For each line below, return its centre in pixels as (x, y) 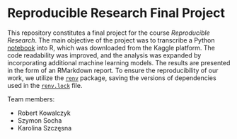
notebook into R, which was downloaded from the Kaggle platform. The (111, 48)
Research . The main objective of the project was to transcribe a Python (111, 40)
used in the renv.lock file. (45, 85)
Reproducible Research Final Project (116, 13)
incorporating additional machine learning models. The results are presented (119, 62)
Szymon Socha (40, 120)
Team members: (31, 99)
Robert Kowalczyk (44, 113)
